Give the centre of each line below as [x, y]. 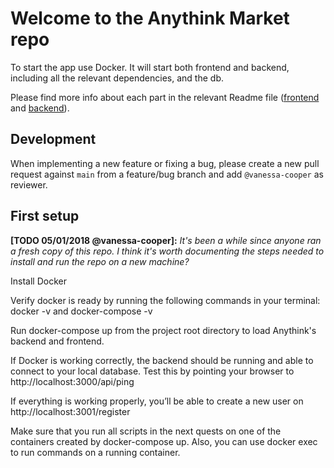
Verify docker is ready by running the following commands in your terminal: [165, 300]
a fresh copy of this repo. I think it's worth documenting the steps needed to [167, 251]
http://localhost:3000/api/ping [72, 381]
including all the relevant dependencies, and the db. [117, 78]
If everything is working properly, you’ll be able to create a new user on [157, 401]
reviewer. [29, 184]
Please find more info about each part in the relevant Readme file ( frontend [165, 97]
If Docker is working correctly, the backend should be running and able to [162, 360]
